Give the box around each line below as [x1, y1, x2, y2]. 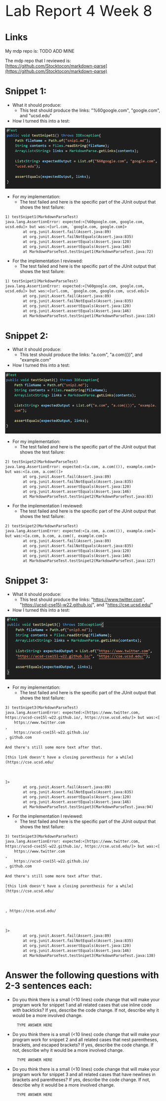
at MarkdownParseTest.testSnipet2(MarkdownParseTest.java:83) [23, 494, 154, 499]
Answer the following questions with [5, 969, 159, 981]
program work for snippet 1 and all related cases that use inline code [12, 1002, 152, 1008]
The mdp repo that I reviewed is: [5, 58, 71, 64]
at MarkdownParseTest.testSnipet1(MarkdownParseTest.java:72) [23, 249, 154, 254]
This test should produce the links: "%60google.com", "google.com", [19, 107, 161, 113]
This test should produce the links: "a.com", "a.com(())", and [19, 352, 143, 358]
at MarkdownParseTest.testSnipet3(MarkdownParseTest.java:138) [23, 953, 156, 958]
